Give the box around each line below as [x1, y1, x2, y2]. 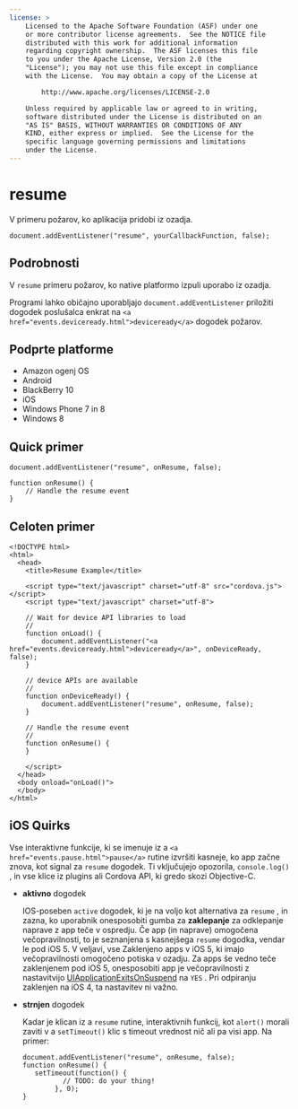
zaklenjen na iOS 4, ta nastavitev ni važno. [21, 982, 179, 992]
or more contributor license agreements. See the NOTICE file [25, 30, 267, 39]
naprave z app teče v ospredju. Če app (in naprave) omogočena [21, 924, 259, 935]
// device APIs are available [25, 677, 139, 685]
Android [21, 375, 52, 386]
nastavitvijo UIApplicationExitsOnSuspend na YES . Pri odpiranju [21, 972, 257, 982]
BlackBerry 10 [21, 385, 74, 396]
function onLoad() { [25, 629, 102, 638]
